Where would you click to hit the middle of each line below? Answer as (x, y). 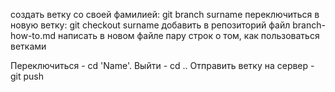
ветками (28, 46)
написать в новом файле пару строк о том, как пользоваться (188, 35)
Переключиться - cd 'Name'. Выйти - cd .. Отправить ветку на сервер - (162, 65)
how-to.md (33, 35)
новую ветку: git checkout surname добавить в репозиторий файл (150, 25)
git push (27, 76)
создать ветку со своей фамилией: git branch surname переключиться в (165, 14)
